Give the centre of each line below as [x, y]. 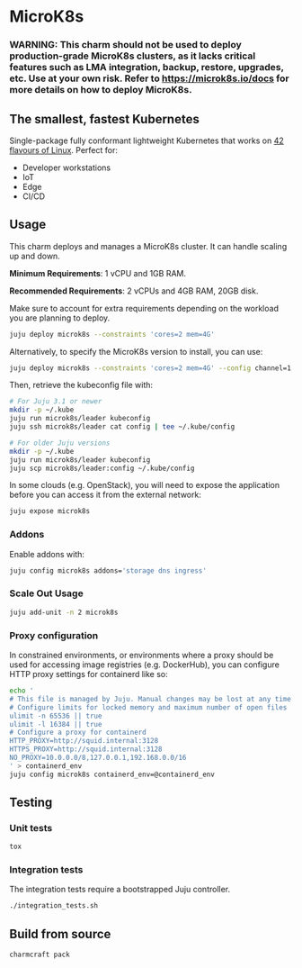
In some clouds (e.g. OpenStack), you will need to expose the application [145, 485]
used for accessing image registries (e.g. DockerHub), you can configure [145, 665]
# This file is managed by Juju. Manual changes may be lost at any [140, 699]
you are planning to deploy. [60, 318]
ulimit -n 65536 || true [56, 716]
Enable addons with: [47, 554]
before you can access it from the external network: [106, 495]
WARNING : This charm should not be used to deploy [125, 45]
